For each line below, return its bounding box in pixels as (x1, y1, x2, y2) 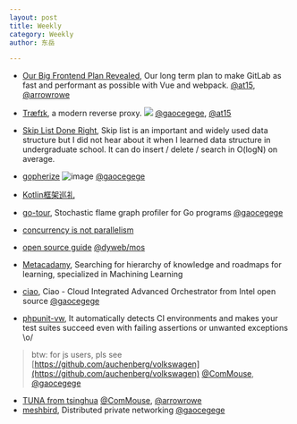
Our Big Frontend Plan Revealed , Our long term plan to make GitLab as (21, 71, 282, 81)
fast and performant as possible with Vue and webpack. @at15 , (21, 80, 256, 90)
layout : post (9, 13, 58, 22)
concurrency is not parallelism (21, 225, 134, 235)
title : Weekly (9, 21, 63, 30)
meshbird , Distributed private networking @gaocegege (21, 404, 225, 416)
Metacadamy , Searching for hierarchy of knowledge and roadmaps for (21, 259, 282, 270)
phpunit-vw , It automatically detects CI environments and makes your (21, 313, 279, 324)
